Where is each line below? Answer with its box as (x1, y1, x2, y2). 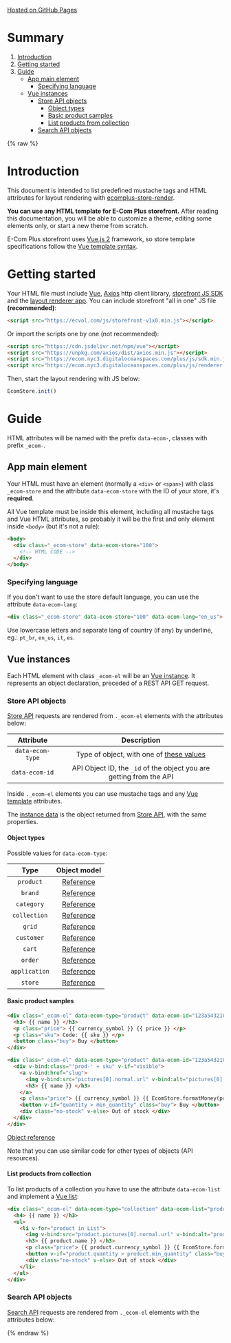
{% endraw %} (7, 1329, 49, 1337)
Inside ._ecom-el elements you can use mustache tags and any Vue (7, 790, 198, 798)
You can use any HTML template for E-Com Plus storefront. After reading (7, 207, 219, 215)
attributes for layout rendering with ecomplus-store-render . (7, 193, 175, 202)
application (10, 967, 50, 975)
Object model (56, 865, 102, 874)
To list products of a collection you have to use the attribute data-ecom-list (7, 1185, 221, 1193)
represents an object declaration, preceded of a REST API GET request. (7, 679, 210, 688)
